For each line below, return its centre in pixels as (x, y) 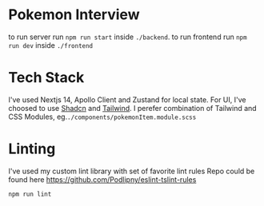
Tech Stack (46, 78)
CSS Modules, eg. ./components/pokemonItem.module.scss (102, 117)
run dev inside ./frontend (51, 45)
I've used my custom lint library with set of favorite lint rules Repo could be (132, 171)
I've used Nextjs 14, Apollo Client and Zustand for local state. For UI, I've (127, 99)
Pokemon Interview (74, 15)
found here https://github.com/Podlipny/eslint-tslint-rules (102, 179)
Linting (32, 149)
